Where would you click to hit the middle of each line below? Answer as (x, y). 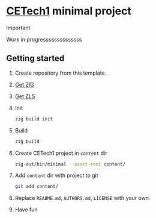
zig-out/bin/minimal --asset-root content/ (70, 164)
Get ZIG (24, 84)
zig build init (34, 119)
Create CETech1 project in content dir (61, 153)
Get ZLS (25, 96)
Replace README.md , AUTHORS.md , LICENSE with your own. (82, 198)
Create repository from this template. (61, 73)
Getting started (35, 58)
